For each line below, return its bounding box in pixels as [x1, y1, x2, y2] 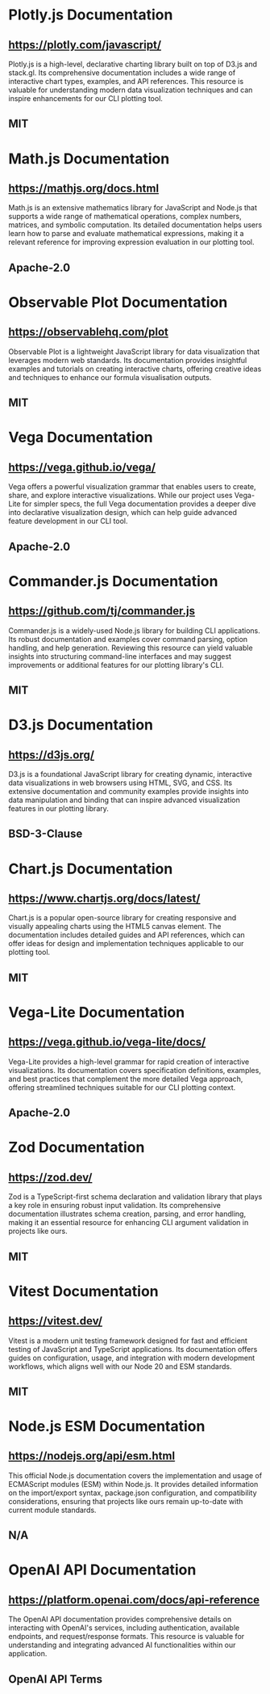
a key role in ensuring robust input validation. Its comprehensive [8, 1201, 222, 1210]
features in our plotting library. [8, 803, 109, 813]
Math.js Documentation [8, 150, 170, 167]
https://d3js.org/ [8, 748, 95, 762]
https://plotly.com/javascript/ [8, 38, 162, 52]
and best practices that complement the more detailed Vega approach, [8, 1074, 243, 1084]
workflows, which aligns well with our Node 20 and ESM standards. [8, 1361, 232, 1371]
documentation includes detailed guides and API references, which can [8, 930, 246, 940]
